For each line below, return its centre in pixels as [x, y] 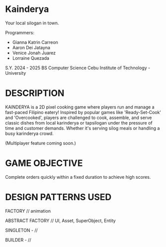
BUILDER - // [18, 240]
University [16, 73]
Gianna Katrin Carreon [35, 42]
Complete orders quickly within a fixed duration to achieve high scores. [78, 177]
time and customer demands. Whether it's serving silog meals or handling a [83, 128]
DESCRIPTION [35, 93]
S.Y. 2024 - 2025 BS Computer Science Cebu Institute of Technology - [78, 68]
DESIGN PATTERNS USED [58, 197]
